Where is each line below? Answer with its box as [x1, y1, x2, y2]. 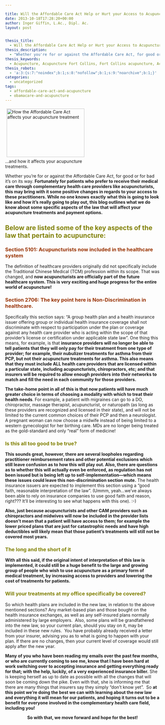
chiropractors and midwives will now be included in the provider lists [5, 513, 149, 519]
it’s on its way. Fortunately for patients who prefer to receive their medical [5, 178, 158, 184]
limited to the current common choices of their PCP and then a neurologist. [5, 412, 157, 418]
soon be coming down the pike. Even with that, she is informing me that [5, 679, 150, 685]
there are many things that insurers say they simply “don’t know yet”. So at [5, 684, 157, 690]
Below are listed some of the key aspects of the [5, 224, 153, 232]
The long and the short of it [5, 546, 71, 553]
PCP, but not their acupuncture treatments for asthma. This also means [5, 356, 154, 362]
